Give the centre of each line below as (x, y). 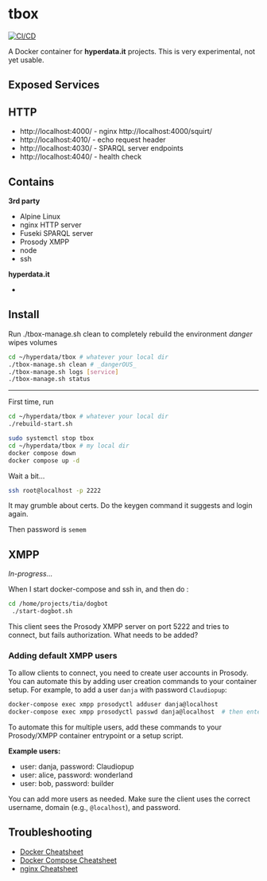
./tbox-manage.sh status (49, 380)
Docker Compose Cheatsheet (68, 860)
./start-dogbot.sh (42, 612)
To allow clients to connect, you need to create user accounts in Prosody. (128, 673)
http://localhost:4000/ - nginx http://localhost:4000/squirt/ (116, 132)
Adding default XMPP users (63, 655)
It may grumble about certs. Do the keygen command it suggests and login (130, 505)
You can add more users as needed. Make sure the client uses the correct (129, 799)
